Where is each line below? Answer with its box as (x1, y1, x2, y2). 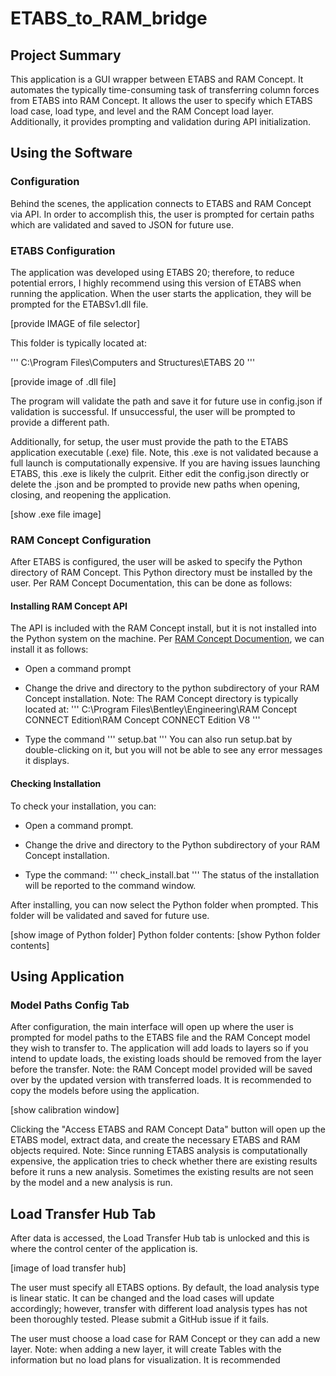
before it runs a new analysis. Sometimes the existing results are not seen (10, 1166, 314, 1178)
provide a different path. (10, 416, 110, 428)
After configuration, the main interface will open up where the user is (10, 1021, 294, 1033)
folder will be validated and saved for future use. (10, 909, 210, 921)
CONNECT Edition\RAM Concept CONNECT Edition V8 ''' (24, 714, 261, 726)
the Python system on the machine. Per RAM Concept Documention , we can (10, 633, 325, 645)
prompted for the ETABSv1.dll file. (10, 298, 149, 310)
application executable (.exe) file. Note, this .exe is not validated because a (10, 446, 319, 458)
